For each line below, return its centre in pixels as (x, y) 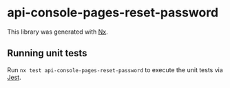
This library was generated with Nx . (57, 32)
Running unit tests (47, 53)
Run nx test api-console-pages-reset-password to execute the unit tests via (115, 69)
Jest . (14, 77)
